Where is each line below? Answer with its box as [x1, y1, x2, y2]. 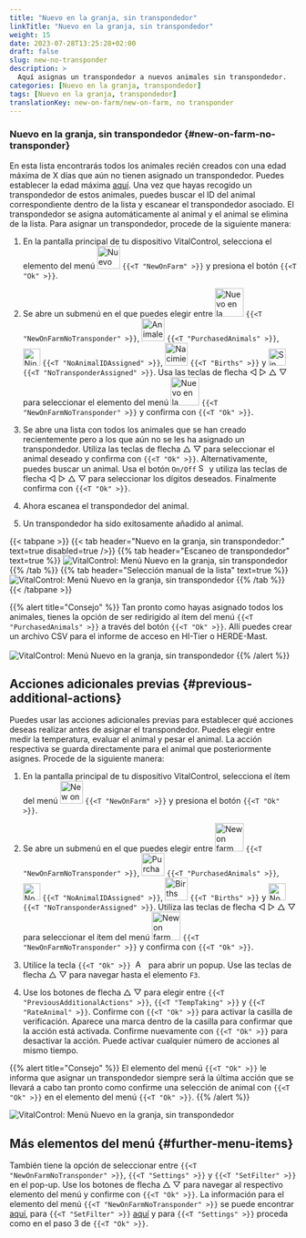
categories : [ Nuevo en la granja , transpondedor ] [9, 81, 202, 90]
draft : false [9, 47, 59, 56]
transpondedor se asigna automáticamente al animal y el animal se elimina [9, 208, 289, 219]
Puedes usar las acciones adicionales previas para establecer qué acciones [9, 715, 294, 726]
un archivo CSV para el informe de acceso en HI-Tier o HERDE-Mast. [9, 630, 269, 642]
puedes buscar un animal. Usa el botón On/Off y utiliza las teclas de [22, 463, 288, 474]
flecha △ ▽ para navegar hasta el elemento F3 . [22, 969, 200, 980]
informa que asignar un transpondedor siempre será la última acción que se [9, 1072, 294, 1083]
